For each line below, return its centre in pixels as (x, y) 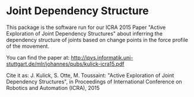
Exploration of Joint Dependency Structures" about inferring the (85, 33)
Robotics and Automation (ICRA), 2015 (53, 88)
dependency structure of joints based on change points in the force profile (97, 40)
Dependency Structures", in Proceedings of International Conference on (94, 82)
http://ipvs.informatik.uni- (102, 57)
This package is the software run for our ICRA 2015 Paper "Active (86, 27)
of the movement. (28, 46)
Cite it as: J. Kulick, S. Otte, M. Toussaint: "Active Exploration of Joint (90, 75)
